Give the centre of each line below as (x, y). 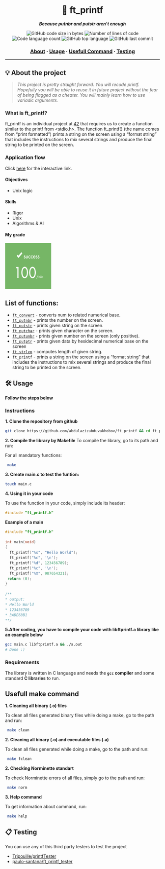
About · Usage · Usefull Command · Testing (82, 51)
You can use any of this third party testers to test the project (66, 846)
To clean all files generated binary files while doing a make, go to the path (80, 716)
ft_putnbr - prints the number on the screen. (57, 320)
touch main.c (18, 484)
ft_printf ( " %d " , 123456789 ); (39, 563)
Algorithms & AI (28, 224)
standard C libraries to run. (33, 679)
